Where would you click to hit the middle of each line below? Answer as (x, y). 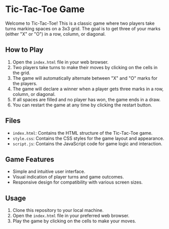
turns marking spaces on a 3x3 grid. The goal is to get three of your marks (83, 28)
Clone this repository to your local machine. (58, 210)
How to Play (25, 50)
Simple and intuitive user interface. (49, 171)
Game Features (30, 159)
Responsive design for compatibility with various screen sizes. (78, 182)
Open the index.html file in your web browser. (60, 62)
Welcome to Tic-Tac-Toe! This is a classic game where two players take (80, 23)
